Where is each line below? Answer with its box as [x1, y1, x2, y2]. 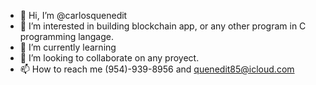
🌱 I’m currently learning [19, 41, 117, 53]
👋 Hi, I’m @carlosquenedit [19, 10, 128, 21]
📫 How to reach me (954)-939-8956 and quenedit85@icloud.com [19, 63, 295, 75]
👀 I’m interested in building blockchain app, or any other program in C [19, 20, 307, 32]
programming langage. [19, 31, 114, 42]
